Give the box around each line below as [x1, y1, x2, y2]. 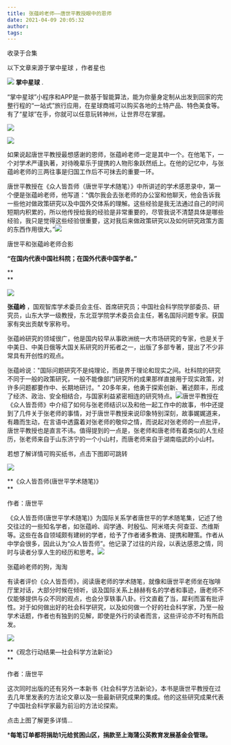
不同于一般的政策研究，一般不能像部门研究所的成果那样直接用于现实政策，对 [7, 375, 224, 383]
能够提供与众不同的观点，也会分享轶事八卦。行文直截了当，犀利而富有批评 [12, 594, 224, 603]
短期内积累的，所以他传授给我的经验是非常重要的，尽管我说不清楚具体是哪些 [7, 208, 224, 217]
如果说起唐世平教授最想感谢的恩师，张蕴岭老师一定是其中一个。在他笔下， [7, 151, 218, 159]
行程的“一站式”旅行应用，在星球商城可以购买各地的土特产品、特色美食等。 [12, 101, 223, 110]
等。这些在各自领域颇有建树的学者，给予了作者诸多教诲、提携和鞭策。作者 [7, 531, 218, 539]
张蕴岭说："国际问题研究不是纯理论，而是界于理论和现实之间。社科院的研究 [7, 366, 221, 375]
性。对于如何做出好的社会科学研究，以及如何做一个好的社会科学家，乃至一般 [7, 603, 224, 612]
